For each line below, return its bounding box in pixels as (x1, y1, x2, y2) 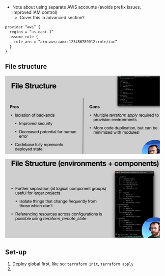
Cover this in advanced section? (19, 15, 85, 20)
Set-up (5, 248, 27, 256)
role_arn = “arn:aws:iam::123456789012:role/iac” (14, 39, 118, 44)
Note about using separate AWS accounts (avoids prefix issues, (12, 4, 141, 10)
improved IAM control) (12, 9, 58, 15)
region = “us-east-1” (9, 29, 54, 34)
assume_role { (9, 34, 38, 39)
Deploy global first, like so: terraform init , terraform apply (12, 261, 134, 267)
